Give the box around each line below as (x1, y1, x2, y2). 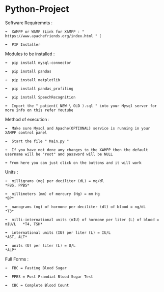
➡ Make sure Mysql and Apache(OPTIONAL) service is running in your (5, 126, 151, 131)
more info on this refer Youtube (5, 107, 74, 113)
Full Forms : (5, 256, 29, 262)
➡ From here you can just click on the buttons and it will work (5, 160, 141, 165)
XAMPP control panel (5, 130, 48, 135)
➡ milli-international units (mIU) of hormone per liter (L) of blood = (5, 217, 160, 222)
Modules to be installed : (5, 51, 55, 57)
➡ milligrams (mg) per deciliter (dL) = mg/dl (5, 178, 105, 183)
